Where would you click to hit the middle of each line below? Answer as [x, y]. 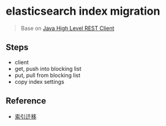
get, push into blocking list [48, 69]
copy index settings [40, 81]
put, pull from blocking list [47, 75]
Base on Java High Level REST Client [67, 28]
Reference [26, 101]
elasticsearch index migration [83, 11]
